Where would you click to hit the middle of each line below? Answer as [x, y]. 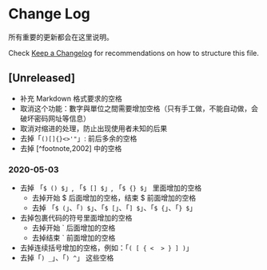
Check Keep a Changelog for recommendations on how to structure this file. [134, 53]
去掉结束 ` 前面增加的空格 [74, 238]
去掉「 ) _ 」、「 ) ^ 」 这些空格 [67, 258]
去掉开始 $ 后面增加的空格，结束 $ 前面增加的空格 [114, 198]
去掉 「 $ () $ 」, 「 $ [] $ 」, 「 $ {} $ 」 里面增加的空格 [111, 188]
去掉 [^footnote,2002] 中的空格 [71, 148]
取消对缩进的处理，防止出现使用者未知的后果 [94, 128]
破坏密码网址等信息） [55, 118]
